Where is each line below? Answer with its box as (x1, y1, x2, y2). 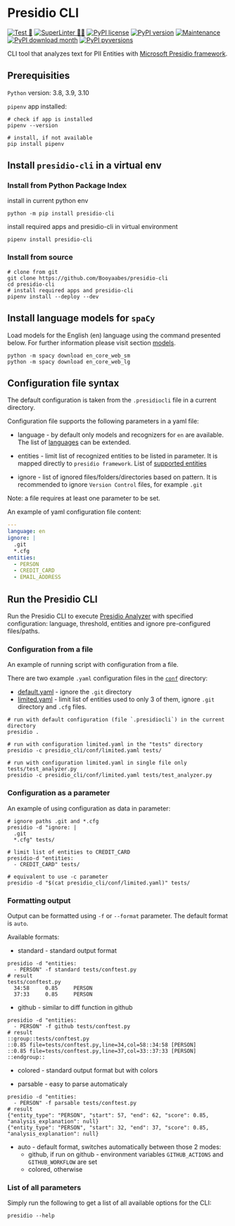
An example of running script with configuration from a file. (7, 661, 179, 669)
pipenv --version (7, 122, 58, 129)
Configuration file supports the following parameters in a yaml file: (7, 417, 199, 425)
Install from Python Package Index (7, 181, 127, 191)
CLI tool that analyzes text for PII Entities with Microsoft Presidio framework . (7, 49, 228, 58)
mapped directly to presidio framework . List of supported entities (17, 459, 207, 468)
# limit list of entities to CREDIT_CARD (7, 849, 131, 856)
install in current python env (7, 196, 89, 205)
